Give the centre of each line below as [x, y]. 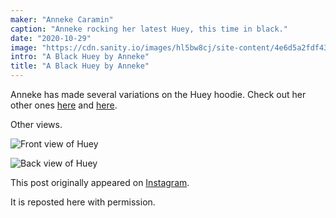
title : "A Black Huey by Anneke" [80, 66]
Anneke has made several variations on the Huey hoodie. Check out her [158, 94]
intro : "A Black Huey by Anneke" [80, 57]
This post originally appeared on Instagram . [100, 182]
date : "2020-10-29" [51, 38]
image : [24, 47]
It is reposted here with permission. [83, 202]
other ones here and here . [64, 105]
